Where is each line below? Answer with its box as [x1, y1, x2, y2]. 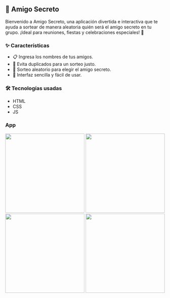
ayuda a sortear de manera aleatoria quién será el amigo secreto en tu [5, 24, 152, 30]
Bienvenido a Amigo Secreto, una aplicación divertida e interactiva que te [5, 18, 158, 24]
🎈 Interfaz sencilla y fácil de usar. [12, 72, 82, 78]
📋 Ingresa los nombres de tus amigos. [12, 54, 94, 60]
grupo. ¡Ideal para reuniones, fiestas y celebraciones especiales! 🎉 [5, 29, 144, 35]
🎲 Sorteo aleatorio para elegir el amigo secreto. [12, 66, 111, 72]
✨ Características [5, 42, 50, 49]
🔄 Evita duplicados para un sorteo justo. [12, 61, 96, 67]
